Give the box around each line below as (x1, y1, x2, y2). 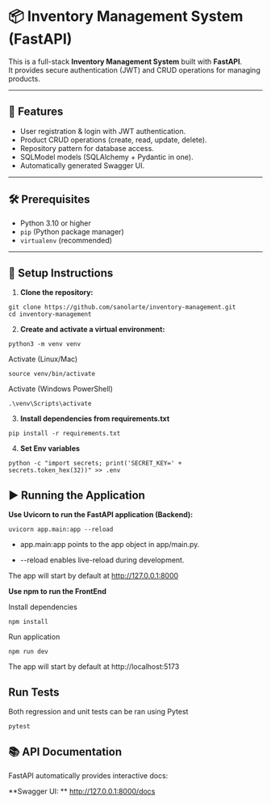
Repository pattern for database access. (19, 143, 155, 153)
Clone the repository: (19, 288, 94, 297)
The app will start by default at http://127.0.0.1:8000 (8, 571, 179, 581)
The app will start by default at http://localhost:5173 (8, 662, 180, 671)
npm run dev (8, 648, 48, 656)
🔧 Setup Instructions (8, 266, 114, 280)
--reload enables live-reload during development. (19, 555, 185, 565)
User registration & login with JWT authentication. (19, 126, 186, 136)
